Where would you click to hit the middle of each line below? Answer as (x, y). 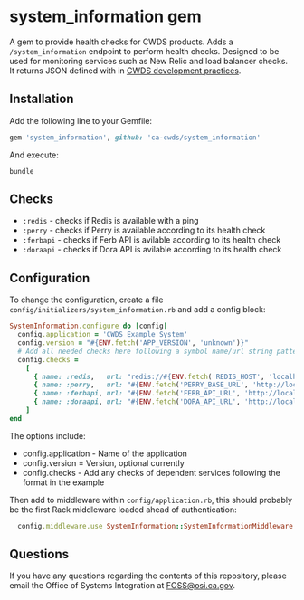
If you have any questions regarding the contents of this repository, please (148, 576)
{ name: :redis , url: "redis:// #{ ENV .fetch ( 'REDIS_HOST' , (149, 376)
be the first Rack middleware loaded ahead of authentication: (123, 510)
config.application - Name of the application (105, 453)
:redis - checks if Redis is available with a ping (110, 221)
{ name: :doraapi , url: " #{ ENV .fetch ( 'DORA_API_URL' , (137, 402)
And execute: (34, 155)
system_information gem (105, 17)
